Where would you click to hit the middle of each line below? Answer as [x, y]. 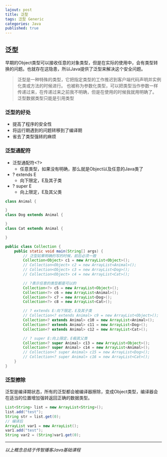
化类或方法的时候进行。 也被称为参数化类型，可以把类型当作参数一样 [87, 86]
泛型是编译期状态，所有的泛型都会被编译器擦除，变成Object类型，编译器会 [82, 392]
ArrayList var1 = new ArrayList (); [42, 426]
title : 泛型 [17, 14]
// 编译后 [14, 421]
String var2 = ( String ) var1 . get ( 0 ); [43, 435]
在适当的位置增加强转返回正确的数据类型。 [49, 398]
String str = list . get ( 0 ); [33, 417]
